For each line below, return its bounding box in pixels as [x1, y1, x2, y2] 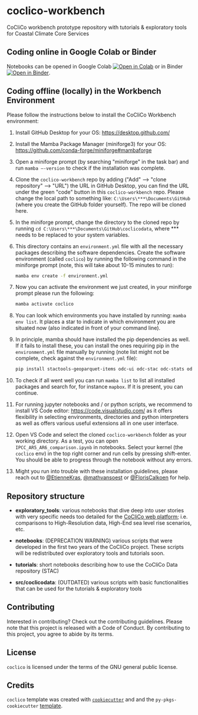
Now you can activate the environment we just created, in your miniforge [15, 284, 192, 291]
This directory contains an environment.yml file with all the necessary [15, 242, 183, 249]
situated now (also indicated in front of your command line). [15, 324, 161, 331]
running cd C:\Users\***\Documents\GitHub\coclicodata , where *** [15, 225, 179, 232]
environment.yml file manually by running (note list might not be [15, 349, 170, 356]
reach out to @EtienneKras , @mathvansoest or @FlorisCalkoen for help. [15, 474, 190, 481]
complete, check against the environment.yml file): [15, 355, 138, 362]
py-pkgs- [156, 697, 177, 703]
